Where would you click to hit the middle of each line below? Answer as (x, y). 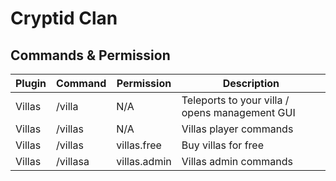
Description (251, 83)
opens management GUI (238, 112)
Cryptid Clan (64, 18)
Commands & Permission (90, 55)
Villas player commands (237, 129)
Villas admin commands (237, 161)
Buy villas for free (222, 145)
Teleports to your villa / (235, 100)
